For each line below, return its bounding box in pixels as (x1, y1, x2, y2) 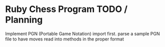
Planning (5, 14, 43, 25)
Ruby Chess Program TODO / (5, 3, 128, 15)
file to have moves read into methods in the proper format (5, 36, 124, 42)
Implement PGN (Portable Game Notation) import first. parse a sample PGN (5, 30, 160, 36)
